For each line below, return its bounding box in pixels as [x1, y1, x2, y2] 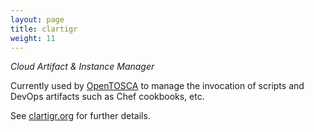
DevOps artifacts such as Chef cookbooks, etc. [10, 91, 205, 103]
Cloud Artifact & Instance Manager [10, 61, 155, 73]
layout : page [10, 14, 65, 25]
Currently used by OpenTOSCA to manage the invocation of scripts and [10, 80, 305, 92]
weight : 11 [10, 33, 56, 43]
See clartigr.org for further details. [10, 110, 151, 122]
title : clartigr [10, 24, 78, 34]
